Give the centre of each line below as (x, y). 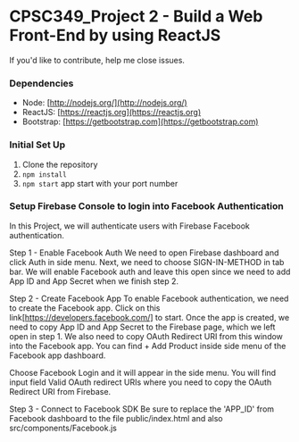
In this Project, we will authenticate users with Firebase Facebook (129, 226)
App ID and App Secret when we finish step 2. (94, 281)
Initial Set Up (37, 145)
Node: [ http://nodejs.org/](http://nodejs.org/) (104, 103)
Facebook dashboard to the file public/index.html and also (116, 418)
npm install (44, 175)
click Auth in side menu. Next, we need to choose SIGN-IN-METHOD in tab (147, 262)
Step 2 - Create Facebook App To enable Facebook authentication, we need (149, 298)
